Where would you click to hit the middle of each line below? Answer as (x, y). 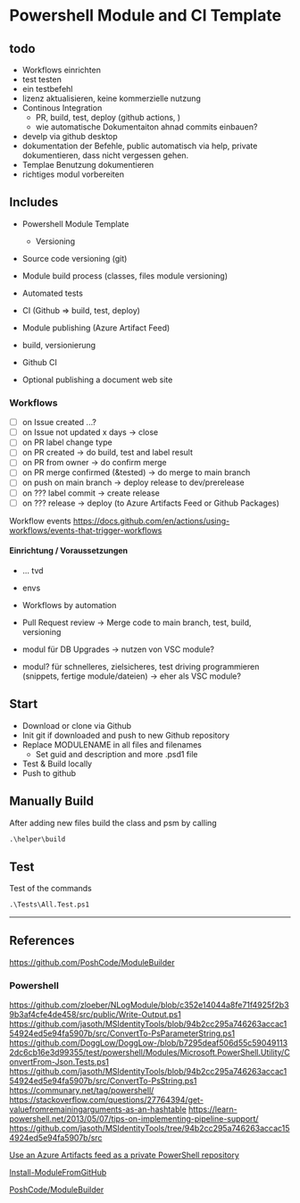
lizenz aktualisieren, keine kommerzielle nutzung (111, 98)
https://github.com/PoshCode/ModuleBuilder (92, 962)
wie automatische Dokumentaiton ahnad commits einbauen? (146, 127)
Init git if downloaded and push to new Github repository (126, 735)
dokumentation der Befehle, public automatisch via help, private (140, 146)
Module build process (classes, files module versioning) (125, 276)
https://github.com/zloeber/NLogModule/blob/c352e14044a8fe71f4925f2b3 (149, 1005)
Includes (34, 202)
